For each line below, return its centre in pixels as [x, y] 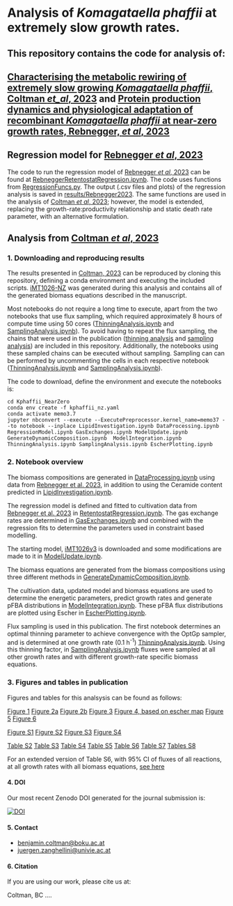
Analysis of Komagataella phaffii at [112, 13]
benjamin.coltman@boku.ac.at [61, 843]
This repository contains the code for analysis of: [116, 53]
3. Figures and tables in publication [68, 682]
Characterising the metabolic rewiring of [97, 77]
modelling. [22, 535]
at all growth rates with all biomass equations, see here [86, 766]
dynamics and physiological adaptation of [100, 109]
